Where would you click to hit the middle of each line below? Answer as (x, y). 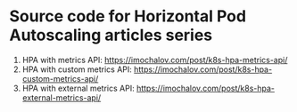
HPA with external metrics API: (78, 88)
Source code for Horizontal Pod (128, 16)
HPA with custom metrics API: (77, 69)
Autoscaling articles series (111, 35)
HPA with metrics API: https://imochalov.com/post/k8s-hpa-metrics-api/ (155, 60)
